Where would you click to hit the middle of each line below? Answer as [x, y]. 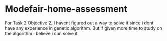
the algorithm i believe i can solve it [41, 33]
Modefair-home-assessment [66, 9]
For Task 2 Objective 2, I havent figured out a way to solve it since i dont [79, 23]
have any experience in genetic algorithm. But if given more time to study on [83, 28]
